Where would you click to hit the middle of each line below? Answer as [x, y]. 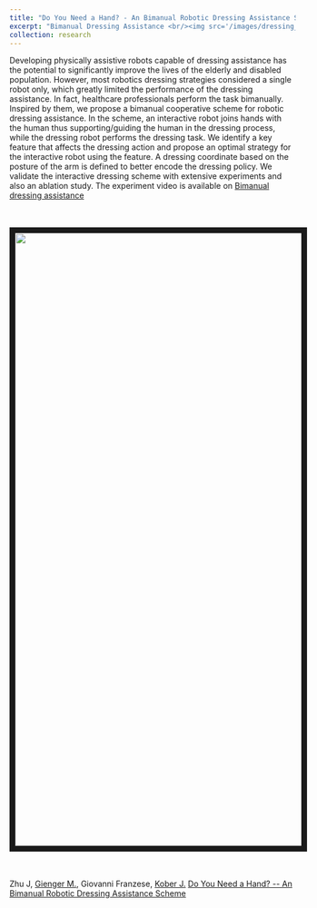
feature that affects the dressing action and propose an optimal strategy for [150, 147]
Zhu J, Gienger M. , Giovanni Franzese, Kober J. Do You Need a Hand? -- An [151, 884]
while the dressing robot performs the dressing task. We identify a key [141, 138]
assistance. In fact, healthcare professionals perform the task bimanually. [147, 99]
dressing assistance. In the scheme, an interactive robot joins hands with [146, 118]
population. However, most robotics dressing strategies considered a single [151, 80]
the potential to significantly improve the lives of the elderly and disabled [145, 70]
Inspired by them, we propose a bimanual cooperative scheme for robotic [147, 109]
